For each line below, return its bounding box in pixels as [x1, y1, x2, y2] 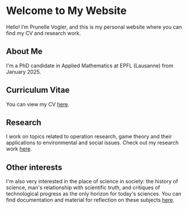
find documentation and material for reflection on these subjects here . [6, 197, 175, 204]
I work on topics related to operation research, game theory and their [6, 133, 172, 140]
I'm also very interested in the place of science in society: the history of [6, 178, 178, 185]
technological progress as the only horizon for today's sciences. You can [6, 190, 182, 197]
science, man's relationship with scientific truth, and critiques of [6, 184, 161, 191]
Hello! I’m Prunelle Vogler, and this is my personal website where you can [6, 23, 182, 30]
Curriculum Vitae [6, 85, 70, 95]
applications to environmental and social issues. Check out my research [6, 139, 179, 147]
